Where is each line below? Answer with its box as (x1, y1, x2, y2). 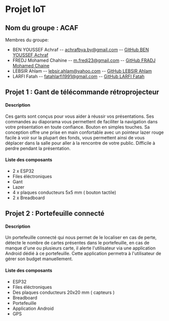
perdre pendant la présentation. (5, 145, 71, 151)
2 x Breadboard (12, 195, 45, 201)
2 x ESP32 (12, 168, 34, 174)
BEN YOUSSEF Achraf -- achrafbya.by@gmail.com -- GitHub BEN (12, 47, 149, 52)
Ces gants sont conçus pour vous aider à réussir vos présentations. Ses (5, 113, 154, 119)
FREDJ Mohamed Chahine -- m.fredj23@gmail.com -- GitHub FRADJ (12, 57, 156, 63)
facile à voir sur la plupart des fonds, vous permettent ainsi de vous (5, 134, 145, 140)
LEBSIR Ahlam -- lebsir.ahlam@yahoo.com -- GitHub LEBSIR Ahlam (12, 68, 152, 74)
